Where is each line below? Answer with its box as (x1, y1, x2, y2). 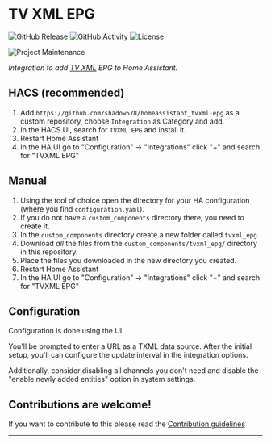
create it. (19, 221, 50, 231)
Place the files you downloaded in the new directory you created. (19, 255, 237, 265)
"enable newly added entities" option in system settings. (8, 375, 196, 384)
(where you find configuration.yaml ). (19, 203, 145, 214)
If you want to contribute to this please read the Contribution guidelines (8, 419, 246, 429)
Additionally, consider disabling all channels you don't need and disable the (8, 366, 259, 375)
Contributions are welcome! (8, 397, 152, 412)
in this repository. (19, 247, 78, 257)
